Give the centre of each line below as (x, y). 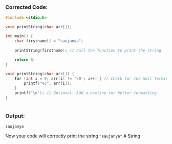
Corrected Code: (26, 7)
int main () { (19, 36)
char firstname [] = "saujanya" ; (49, 41)
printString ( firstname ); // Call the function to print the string (88, 50)
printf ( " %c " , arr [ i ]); (48, 83)
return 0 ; (25, 60)
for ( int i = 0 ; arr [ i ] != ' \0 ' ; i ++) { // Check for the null (83, 79)
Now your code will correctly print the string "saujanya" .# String (73, 136)
